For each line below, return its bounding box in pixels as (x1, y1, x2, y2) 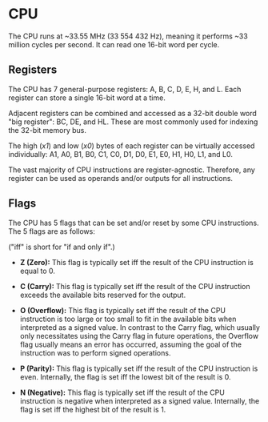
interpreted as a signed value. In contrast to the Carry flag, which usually (19, 322, 260, 332)
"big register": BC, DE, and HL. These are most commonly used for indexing (8, 117, 258, 127)
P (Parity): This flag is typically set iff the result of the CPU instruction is (19, 364, 258, 373)
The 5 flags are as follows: (8, 226, 96, 236)
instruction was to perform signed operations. (19, 348, 171, 357)
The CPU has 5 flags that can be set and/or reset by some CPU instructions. (8, 218, 259, 227)
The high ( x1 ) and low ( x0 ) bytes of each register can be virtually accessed (8, 141, 255, 151)
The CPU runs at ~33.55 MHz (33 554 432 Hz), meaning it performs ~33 (8, 31, 248, 41)
